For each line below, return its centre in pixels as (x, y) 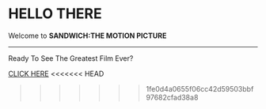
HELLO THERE (55, 14)
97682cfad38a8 (172, 97)
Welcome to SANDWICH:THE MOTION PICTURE (87, 36)
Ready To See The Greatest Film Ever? (71, 58)
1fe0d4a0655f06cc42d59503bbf (200, 88)
